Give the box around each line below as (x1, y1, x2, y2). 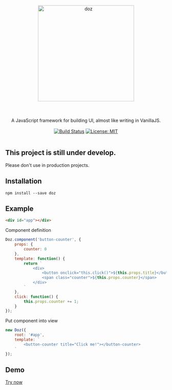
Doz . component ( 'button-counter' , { (5, 237, 81, 242)
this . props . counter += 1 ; (24, 299, 79, 304)
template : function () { (14, 256, 66, 261)
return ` (24, 261, 42, 266)
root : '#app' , (14, 332, 45, 338)
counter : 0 (24, 247, 47, 252)
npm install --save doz (5, 190, 56, 196)
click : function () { (14, 294, 58, 299)
